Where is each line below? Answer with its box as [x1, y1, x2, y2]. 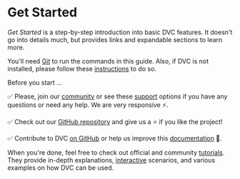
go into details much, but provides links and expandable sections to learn [7, 35, 223, 44]
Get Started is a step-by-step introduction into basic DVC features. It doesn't [7, 28, 233, 36]
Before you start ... [7, 78, 62, 86]
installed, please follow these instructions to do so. [7, 64, 157, 73]
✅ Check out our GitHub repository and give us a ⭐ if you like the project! [7, 117, 223, 126]
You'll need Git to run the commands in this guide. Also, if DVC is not [7, 56, 209, 65]
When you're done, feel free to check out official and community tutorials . [7, 148, 225, 157]
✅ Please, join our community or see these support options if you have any [7, 92, 228, 101]
